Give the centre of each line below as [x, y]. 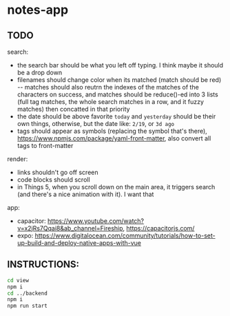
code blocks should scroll [54, 180]
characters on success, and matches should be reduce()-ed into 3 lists [117, 94]
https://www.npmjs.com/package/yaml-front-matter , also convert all [114, 138]
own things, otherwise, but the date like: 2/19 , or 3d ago [96, 124]
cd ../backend [28, 293]
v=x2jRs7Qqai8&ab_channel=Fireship [70, 228]
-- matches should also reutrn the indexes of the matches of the [108, 87]
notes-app [38, 10]
